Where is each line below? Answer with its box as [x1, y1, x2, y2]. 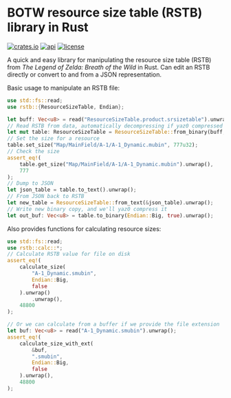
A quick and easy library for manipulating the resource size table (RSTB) [7, 55, 212, 63]
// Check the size [7, 148, 60, 155]
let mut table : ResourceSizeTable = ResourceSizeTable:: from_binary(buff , [7, 129, 226, 136]
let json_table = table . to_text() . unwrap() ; [7, 186, 137, 194]
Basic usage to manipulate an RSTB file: [7, 83, 120, 92]
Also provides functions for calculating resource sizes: [7, 224, 162, 232]
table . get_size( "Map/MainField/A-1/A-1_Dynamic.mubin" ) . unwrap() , [19, 161, 214, 168]
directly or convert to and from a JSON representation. [7, 70, 162, 79]
